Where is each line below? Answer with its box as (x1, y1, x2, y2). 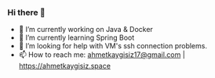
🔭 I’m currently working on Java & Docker (18, 25, 154, 34)
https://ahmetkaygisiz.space (18, 62, 111, 71)
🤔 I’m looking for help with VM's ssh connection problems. (18, 41, 207, 51)
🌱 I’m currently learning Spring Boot (18, 33, 135, 42)
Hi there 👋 (7, 7, 46, 18)
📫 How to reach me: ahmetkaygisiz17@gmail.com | (18, 50, 185, 59)
